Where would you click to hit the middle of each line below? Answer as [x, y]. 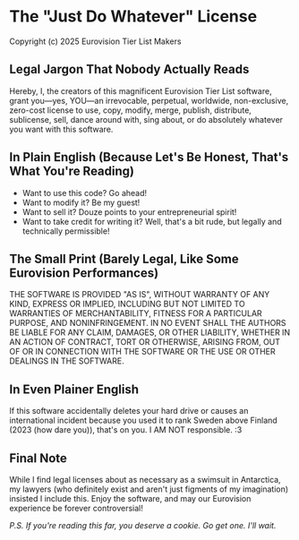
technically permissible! [66, 231]
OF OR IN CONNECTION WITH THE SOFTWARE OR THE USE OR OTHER [142, 352]
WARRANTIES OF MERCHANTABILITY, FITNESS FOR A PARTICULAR [136, 313]
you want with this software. [61, 129]
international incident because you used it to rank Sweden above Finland [143, 420]
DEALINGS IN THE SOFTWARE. [67, 361]
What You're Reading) [72, 171]
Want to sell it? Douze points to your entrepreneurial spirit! [129, 211]
